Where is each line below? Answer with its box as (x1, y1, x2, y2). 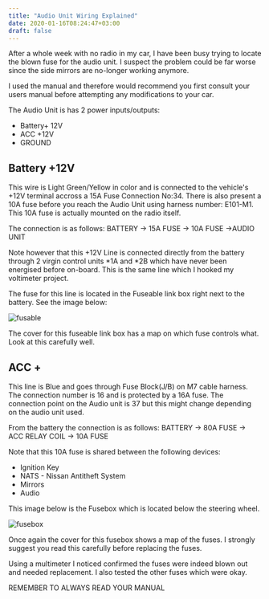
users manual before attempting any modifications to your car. (8, 90, 214, 100)
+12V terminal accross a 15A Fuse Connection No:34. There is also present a (8, 191, 262, 201)
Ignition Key (19, 462, 59, 472)
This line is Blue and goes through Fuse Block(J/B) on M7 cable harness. (8, 382, 249, 391)
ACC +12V (19, 129, 55, 139)
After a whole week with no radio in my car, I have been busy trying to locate (8, 49, 263, 59)
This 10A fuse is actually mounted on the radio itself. (8, 208, 181, 218)
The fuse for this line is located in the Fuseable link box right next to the (8, 289, 245, 299)
